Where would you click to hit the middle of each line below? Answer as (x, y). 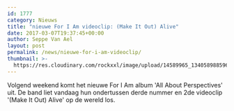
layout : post (26, 46)
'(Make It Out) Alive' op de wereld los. (61, 100)
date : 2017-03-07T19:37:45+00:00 (56, 33)
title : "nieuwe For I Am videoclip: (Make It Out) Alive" (93, 26)
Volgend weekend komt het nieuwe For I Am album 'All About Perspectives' (115, 85)
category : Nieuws (32, 20)
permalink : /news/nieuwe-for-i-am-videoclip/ (74, 53)
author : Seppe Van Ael (40, 40)
